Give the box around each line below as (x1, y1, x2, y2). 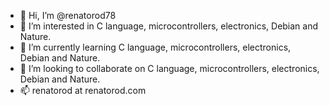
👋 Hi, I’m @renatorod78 (19, 10, 117, 21)
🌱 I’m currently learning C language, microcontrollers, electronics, (19, 41, 292, 53)
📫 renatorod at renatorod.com (19, 85, 147, 96)
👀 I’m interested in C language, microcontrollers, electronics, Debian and (19, 20, 319, 32)
